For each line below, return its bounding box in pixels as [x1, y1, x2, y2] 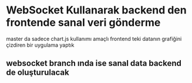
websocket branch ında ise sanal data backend [6, 58, 182, 68]
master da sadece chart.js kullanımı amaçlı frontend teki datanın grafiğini [6, 35, 182, 42]
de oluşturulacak [6, 68, 69, 78]
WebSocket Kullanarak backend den [6, 4, 187, 17]
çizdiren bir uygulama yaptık [6, 41, 75, 49]
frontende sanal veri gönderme [6, 16, 161, 29]
